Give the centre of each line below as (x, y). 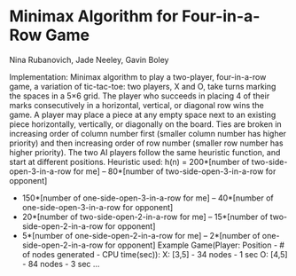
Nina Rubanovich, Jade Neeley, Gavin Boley (89, 59)
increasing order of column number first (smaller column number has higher (148, 133)
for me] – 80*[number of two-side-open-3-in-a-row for (175, 171)
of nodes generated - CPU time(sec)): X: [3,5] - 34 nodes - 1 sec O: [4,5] (155, 254)
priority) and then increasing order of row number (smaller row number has (146, 143)
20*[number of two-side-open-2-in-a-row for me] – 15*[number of (145, 217)
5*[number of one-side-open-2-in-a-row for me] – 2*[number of (141, 235)
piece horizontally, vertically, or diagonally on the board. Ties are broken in (145, 124)
